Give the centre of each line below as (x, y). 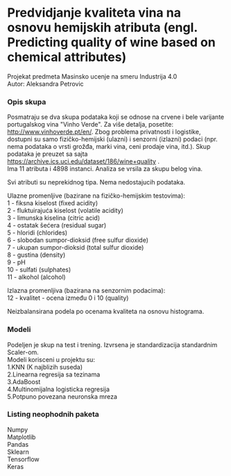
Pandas (18, 444)
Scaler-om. (23, 352)
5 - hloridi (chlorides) (37, 233)
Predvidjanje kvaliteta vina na (94, 13)
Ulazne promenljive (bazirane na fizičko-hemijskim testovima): (96, 196)
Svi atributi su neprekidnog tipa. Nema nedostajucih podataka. (96, 182)
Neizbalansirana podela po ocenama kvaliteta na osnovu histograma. (106, 312)
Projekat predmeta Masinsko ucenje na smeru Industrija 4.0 (92, 76)
